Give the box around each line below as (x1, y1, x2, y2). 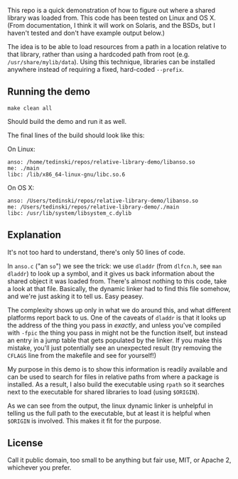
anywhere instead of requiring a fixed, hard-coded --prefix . (7, 65, 185, 73)
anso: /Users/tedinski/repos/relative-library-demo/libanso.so (7, 197, 199, 204)
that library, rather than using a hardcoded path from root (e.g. (7, 50, 190, 58)
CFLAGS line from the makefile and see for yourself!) (7, 351, 156, 359)
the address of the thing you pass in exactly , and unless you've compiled (7, 320, 222, 330)
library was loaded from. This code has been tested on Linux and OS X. (7, 14, 216, 22)
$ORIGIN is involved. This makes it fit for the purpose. (7, 416, 162, 425)
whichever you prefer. (7, 463, 72, 472)
